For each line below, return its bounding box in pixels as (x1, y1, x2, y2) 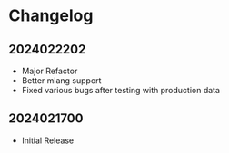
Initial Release (21, 135, 75, 146)
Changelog (8, 5, 94, 26)
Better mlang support (21, 75, 102, 86)
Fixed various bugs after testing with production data (21, 85, 220, 95)
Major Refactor (21, 65, 78, 76)
